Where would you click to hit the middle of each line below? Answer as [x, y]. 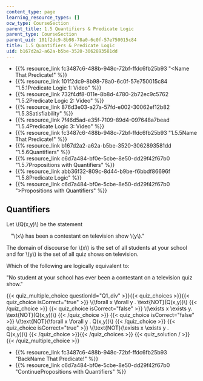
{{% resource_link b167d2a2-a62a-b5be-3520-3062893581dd [93, 145]
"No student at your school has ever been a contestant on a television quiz [99, 277]
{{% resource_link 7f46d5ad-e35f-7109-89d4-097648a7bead [92, 120]
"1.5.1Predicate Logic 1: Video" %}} [58, 88]
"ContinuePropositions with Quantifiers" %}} [71, 371]
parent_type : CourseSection [42, 34]
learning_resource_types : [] [43, 18]
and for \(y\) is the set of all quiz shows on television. [72, 254]
